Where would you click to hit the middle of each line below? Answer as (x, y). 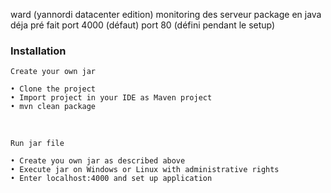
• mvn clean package (53, 107)
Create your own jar (53, 72)
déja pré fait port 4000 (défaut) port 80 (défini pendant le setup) (143, 25)
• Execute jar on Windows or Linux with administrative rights (145, 170)
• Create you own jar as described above (98, 161)
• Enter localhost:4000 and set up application (111, 179)
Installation (38, 51)
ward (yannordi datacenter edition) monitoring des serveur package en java (166, 14)
